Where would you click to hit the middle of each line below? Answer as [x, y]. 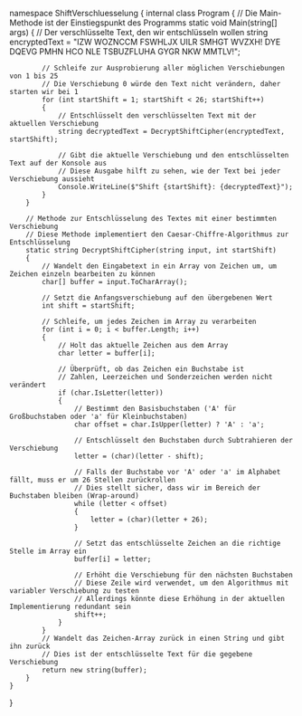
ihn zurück [30, 646]
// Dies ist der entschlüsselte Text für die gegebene [147, 654]
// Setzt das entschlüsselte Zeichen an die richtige [177, 543]
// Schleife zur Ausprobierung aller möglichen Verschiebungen [163, 68]
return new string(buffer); [94, 670]
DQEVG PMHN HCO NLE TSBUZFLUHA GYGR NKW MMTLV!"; [125, 52]
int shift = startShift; [89, 306]
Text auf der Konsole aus [58, 163]
